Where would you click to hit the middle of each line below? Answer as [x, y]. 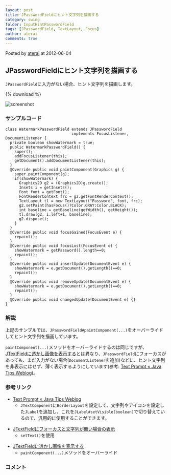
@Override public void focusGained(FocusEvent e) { [66, 232]
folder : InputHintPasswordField [40, 24]
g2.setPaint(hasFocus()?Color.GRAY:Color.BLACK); [72, 205]
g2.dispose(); [34, 219]
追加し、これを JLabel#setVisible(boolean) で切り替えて [102, 411]
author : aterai [21, 34]
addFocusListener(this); [41, 156]
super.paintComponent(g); [42, 174]
